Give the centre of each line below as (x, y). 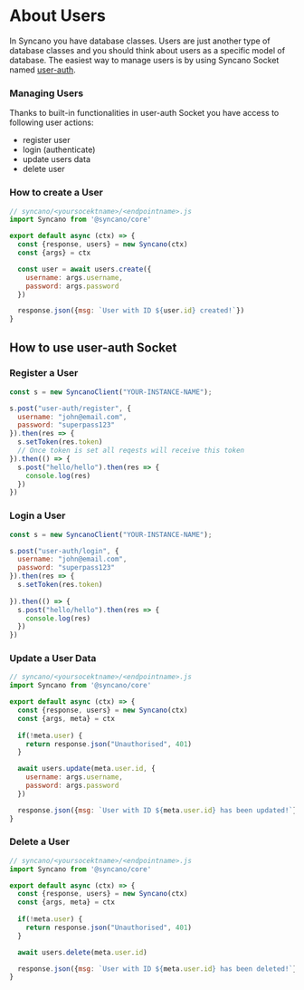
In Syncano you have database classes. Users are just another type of (140, 41)
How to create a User (57, 193)
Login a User (38, 515)
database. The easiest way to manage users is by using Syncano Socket (144, 60)
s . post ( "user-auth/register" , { (70, 408)
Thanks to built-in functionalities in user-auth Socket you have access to (144, 113)
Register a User (44, 373)
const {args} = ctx (54, 253)
